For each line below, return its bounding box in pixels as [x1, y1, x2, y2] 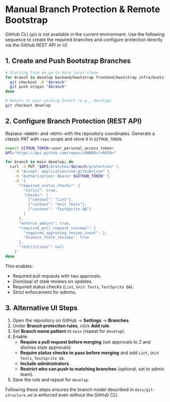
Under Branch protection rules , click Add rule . [12, 322, 111, 328]
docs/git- [135, 387, 155, 392]
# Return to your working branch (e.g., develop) [5, 98, 112, 104]
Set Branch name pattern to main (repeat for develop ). [12, 328, 125, 334]
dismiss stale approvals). [20, 344, 72, 350]
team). [20, 371, 34, 377]
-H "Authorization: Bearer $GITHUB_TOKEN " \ [14, 174, 110, 179]
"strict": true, [23, 188, 58, 193]
